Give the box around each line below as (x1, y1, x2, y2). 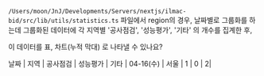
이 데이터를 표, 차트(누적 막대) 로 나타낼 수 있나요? (8, 42, 163, 51)
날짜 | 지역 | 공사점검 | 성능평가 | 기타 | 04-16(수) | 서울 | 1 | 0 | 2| (8, 59, 212, 68)
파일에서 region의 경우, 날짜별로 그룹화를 (120, 16, 248, 25)
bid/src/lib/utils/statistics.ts (8, 17, 119, 25)
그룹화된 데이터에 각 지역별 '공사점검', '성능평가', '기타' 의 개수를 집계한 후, (22, 25, 253, 35)
